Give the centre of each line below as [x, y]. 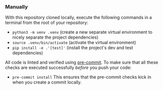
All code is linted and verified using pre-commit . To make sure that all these [82, 63]
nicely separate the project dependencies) [55, 37]
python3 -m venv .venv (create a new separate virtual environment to [82, 32]
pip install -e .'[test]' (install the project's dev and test [73, 48]
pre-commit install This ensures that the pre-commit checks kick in [82, 77]
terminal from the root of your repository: [47, 22]
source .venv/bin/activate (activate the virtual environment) [74, 43]
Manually [16, 7]
